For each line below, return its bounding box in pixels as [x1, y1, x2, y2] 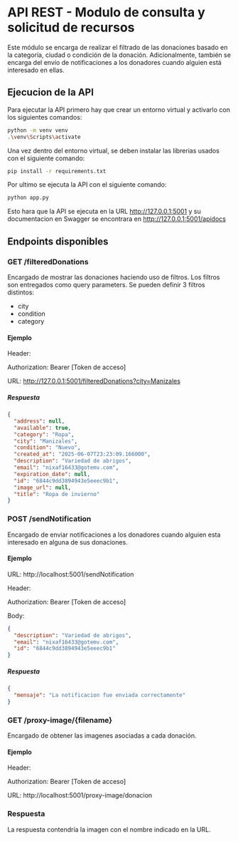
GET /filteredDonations [7, 257, 89, 267]
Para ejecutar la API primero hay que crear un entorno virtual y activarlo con [7, 105, 231, 114]
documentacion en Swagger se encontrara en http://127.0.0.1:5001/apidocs [7, 215, 226, 223]
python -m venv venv [7, 126, 69, 134]
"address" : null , [13, 418, 65, 425]
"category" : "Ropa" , [13, 430, 75, 438]
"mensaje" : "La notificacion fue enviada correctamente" [13, 692, 186, 699]
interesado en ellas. [7, 66, 65, 74]
